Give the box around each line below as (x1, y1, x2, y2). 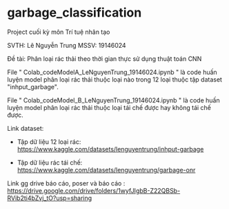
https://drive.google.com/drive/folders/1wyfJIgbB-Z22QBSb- (7, 186, 181, 194)
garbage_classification (7, 5, 142, 21)
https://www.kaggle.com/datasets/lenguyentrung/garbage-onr (17, 165, 196, 174)
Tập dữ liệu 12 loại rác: (17, 137, 81, 146)
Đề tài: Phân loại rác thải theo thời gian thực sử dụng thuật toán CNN (7, 54, 202, 63)
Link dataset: (7, 124, 44, 132)
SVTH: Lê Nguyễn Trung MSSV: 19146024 (7, 41, 126, 49)
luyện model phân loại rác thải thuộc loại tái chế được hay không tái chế (7, 103, 212, 111)
